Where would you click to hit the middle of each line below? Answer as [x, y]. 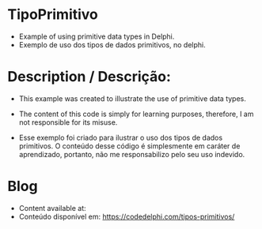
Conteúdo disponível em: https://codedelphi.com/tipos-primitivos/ [127, 216]
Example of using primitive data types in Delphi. [97, 36]
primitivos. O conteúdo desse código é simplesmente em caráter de [129, 146]
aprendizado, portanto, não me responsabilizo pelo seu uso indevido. [132, 154]
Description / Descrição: [89, 77]
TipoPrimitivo [53, 15]
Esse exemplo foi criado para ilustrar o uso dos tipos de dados [121, 137]
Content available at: [52, 208]
